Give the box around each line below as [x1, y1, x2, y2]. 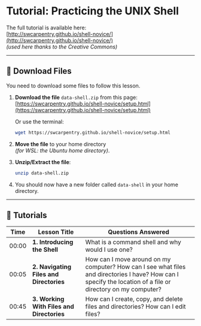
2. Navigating [32, 262, 72, 271]
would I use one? [85, 246, 133, 254]
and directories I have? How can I [85, 270, 179, 279]
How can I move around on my [85, 255, 171, 264]
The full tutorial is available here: [6, 24, 87, 31]
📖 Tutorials [6, 210, 47, 220]
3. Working [32, 295, 65, 303]
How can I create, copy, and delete [85, 295, 184, 303]
